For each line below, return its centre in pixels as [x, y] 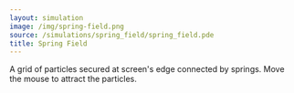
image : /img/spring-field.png [67, 26]
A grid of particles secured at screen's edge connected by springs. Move [147, 69]
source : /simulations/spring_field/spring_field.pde [112, 35]
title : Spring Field [49, 43]
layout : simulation [47, 18]
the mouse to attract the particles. [73, 79]
